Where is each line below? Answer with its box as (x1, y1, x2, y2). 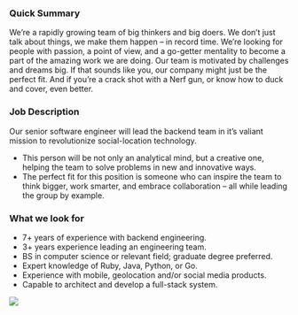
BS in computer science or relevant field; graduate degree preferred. (21, 250, 273, 261)
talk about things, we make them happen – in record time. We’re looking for (9, 36, 284, 47)
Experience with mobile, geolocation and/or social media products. (21, 269, 267, 280)
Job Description (9, 105, 80, 118)
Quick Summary (9, 7, 81, 19)
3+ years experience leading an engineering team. (21, 242, 207, 252)
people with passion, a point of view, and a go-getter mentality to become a (9, 46, 286, 57)
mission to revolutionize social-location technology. (9, 135, 197, 146)
